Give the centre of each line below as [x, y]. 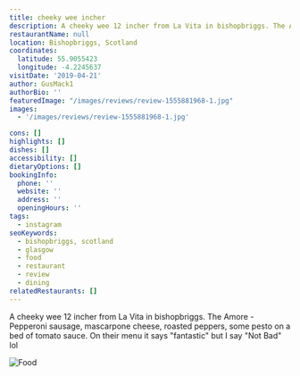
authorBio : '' [36, 92]
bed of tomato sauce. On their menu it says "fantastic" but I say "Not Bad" [146, 335]
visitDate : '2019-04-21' [55, 76]
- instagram [40, 224]
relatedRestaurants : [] [54, 291]
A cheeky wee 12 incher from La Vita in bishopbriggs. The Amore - [132, 316]
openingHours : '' [50, 208]
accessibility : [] [43, 158]
